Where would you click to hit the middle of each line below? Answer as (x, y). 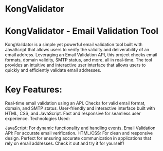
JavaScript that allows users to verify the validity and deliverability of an (77, 50)
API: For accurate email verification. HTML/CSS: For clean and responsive (79, 133)
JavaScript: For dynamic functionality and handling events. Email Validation (80, 128)
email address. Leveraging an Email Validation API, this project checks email (81, 55)
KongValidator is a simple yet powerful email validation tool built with (74, 45)
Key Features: (34, 90)
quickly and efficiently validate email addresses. (53, 70)
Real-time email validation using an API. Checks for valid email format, (75, 103)
